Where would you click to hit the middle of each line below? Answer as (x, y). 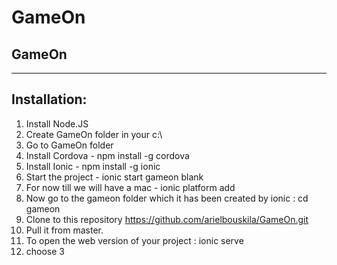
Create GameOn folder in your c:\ (94, 134)
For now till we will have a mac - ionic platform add (130, 187)
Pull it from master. (64, 230)
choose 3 (45, 251)
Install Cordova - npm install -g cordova (107, 155)
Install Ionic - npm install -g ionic (93, 166)
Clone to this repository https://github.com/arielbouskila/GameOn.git (167, 219)
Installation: (49, 99)
